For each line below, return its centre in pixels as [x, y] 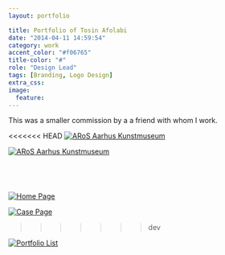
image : [19, 90]
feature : [30, 97]
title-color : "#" [37, 60]
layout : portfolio [39, 16]
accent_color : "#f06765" [50, 53]
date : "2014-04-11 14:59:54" [57, 38]
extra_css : [27, 82]
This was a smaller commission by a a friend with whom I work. [113, 121]
